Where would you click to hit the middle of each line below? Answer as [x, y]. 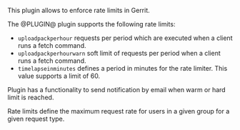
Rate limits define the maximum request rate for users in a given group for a [119, 111]
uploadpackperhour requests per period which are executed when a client [125, 38]
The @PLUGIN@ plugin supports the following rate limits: [91, 24]
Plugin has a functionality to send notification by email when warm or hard [117, 90]
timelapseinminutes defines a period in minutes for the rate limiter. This [122, 68]
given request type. [36, 119]
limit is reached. [31, 97]
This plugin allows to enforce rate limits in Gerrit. [79, 10]
